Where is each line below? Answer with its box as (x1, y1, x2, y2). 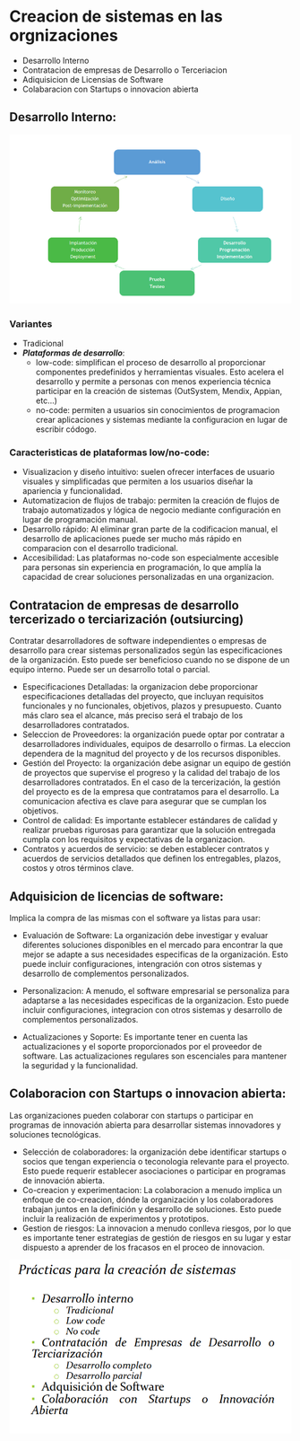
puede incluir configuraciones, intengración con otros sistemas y (21, 958, 262, 969)
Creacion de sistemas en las (9, 6, 223, 27)
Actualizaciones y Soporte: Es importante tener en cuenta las (21, 1031, 248, 1042)
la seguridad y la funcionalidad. (21, 1059, 139, 1070)
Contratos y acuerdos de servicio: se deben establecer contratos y (21, 844, 270, 855)
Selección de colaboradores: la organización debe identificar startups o (21, 1147, 287, 1157)
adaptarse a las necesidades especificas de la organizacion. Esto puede (21, 995, 289, 1006)
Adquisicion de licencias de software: (9, 889, 224, 904)
